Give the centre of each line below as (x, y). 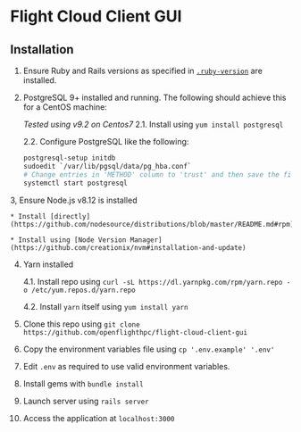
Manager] (146, 240)
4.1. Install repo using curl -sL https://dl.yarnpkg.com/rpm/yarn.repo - (157, 281)
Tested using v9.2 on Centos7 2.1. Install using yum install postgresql (153, 124)
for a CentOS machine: (65, 107)
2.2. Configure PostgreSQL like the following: (106, 141)
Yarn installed (48, 264)
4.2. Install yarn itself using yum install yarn (105, 306)
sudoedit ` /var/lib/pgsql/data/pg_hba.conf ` (107, 166)
